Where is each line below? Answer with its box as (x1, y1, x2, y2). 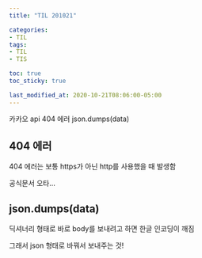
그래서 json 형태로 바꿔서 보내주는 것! (9, 241, 124, 250)
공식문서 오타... (9, 179, 56, 188)
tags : (9, 40, 27, 48)
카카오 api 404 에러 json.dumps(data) (9, 114, 130, 123)
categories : (9, 25, 48, 34)
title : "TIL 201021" (9, 11, 78, 20)
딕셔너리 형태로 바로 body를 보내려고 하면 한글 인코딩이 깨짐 (9, 224, 195, 233)
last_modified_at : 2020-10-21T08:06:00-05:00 (9, 91, 162, 99)
